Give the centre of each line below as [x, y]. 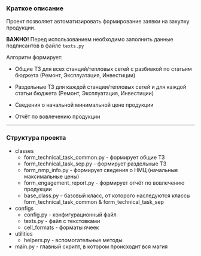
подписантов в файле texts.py [45, 46]
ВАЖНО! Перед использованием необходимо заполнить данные [90, 40]
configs [24, 208]
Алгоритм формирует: [34, 58]
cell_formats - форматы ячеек [61, 227]
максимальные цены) [51, 176]
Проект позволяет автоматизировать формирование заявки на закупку [98, 22]
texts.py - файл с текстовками [62, 221]
